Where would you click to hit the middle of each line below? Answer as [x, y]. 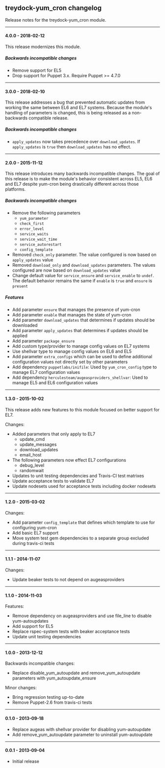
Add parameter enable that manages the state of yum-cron [72, 315]
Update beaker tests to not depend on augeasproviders [68, 579]
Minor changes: [21, 688]
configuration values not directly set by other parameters [70, 362]
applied [20, 336]
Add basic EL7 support [35, 533]
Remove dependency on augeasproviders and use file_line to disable [82, 616]
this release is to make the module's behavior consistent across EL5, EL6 [79, 179]
